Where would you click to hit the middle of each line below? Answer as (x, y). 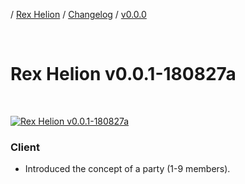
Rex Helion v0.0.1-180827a (123, 74)
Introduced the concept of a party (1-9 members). (127, 169)
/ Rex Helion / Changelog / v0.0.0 (78, 14)
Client (25, 147)
